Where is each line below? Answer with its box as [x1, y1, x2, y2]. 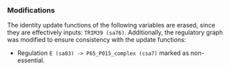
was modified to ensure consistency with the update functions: [7, 36, 186, 44]
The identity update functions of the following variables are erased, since [7, 21, 215, 30]
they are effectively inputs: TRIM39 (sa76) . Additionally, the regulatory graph [7, 28, 223, 36]
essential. [17, 56, 45, 65]
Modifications [7, 5, 55, 15]
